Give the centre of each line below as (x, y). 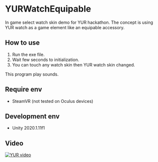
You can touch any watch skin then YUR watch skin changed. (73, 65)
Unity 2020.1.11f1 (28, 128)
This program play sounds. (32, 74)
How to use (22, 43)
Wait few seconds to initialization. (45, 60)
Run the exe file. (28, 54)
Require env (24, 89)
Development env (32, 116)
